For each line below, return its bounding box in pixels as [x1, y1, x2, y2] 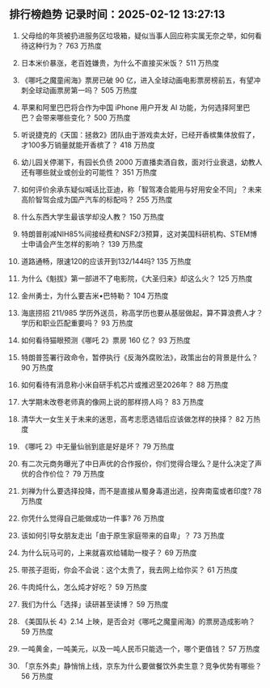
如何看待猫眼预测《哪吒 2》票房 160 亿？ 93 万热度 [20, 335, 191, 345]
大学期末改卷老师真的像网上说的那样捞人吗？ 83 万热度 [20, 397, 205, 406]
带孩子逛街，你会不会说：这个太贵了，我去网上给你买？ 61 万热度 [20, 565, 238, 575]
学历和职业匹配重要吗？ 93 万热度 [20, 318, 134, 328]
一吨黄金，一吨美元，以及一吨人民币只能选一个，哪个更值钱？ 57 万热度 [20, 643, 260, 653]
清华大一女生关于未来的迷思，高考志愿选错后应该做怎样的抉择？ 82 [20, 414, 245, 423]
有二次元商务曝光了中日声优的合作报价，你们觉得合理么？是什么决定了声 [20, 458, 262, 468]
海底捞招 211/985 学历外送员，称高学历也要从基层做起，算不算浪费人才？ [20, 308, 264, 317]
